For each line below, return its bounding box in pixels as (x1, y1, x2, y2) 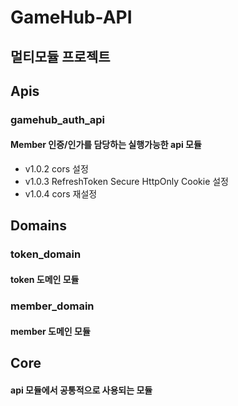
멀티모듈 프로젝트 (10, 48, 111, 65)
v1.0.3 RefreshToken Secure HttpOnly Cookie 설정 (24, 176, 229, 188)
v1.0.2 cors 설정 (24, 163, 89, 175)
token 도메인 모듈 (10, 274, 80, 285)
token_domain (10, 247, 82, 261)
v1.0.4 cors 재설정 (24, 188, 98, 200)
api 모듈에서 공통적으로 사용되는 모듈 (10, 384, 153, 396)
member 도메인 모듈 (10, 325, 91, 337)
